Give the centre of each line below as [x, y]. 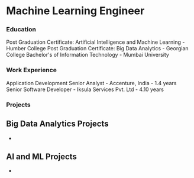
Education [21, 30]
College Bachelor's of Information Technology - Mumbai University [88, 55]
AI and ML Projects [41, 156]
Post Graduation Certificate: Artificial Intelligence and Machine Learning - [96, 42]
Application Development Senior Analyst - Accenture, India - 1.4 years [91, 83]
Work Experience [32, 70]
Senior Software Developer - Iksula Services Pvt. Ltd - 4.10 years [85, 89]
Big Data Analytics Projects [57, 124]
